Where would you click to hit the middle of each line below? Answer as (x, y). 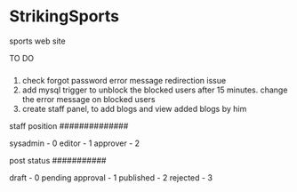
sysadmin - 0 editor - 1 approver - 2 (75, 143)
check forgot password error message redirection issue (124, 81)
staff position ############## (69, 126)
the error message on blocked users (88, 100)
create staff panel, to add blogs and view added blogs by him (134, 109)
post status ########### (58, 161)
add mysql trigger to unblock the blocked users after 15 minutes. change (155, 90)
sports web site (37, 41)
